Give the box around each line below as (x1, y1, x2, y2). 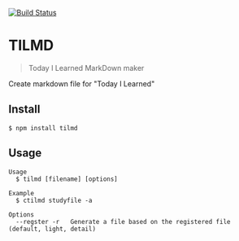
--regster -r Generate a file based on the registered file (15, 217, 231, 226)
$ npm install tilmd (8, 124, 79, 132)
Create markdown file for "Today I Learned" (8, 78, 155, 89)
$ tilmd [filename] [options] (15, 175, 118, 183)
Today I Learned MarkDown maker (28, 63, 145, 72)
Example (8, 189, 35, 197)
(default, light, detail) (8, 225, 96, 233)
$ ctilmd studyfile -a (15, 196, 93, 204)
